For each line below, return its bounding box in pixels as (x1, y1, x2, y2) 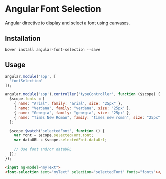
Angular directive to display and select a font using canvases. (5, 20, 130, 26)
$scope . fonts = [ (9, 96, 45, 102)
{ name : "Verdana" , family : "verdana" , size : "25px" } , (14, 105, 132, 111)
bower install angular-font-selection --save (5, 47, 100, 52)
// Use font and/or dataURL (14, 147, 72, 152)
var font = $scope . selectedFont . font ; (14, 133, 94, 138)
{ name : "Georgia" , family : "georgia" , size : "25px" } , (14, 110, 132, 115)
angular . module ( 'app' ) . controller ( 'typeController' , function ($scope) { (5, 92, 161, 97)
